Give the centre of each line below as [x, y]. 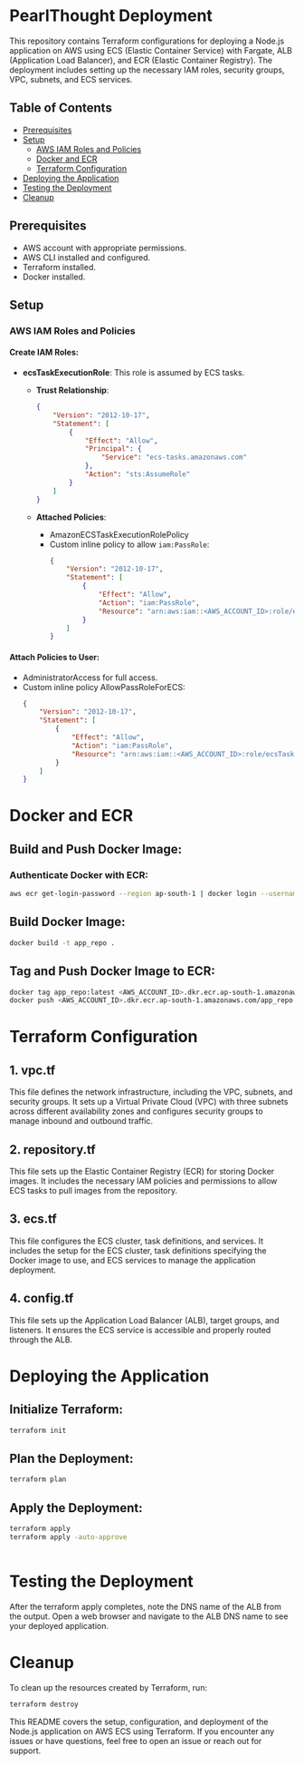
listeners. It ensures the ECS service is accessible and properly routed [140, 1330]
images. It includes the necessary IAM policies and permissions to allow [143, 1181]
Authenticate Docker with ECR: [79, 874]
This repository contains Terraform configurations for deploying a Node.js [147, 41]
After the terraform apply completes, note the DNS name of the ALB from [146, 1606]
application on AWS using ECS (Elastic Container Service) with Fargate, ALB [151, 50]
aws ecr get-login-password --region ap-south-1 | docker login [133, 894]
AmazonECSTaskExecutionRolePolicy [119, 534]
